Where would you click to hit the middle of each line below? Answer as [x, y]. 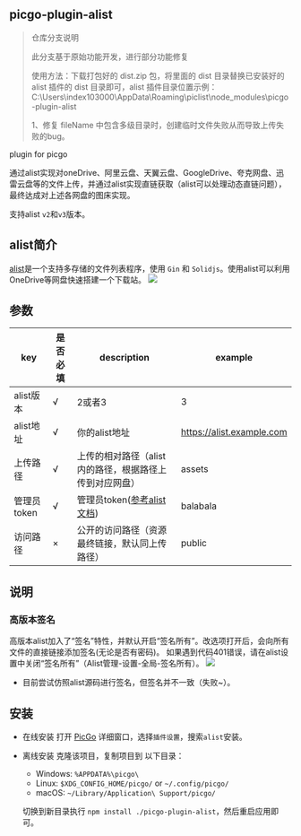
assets [194, 469]
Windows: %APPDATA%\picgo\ [87, 773]
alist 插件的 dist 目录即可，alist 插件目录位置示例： [124, 87]
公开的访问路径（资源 [122, 530]
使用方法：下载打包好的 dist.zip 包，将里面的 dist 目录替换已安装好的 [158, 75]
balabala [199, 506]
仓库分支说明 [55, 37]
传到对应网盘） [108, 483]
